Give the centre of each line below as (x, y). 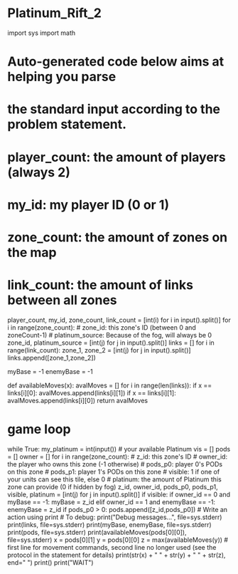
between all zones (62, 300)
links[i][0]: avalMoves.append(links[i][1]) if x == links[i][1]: (92, 392)
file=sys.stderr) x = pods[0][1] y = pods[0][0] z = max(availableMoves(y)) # (118, 540)
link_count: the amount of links (101, 285)
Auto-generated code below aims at (116, 62)
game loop (39, 429)
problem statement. (67, 124)
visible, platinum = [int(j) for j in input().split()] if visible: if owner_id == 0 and (119, 494)
